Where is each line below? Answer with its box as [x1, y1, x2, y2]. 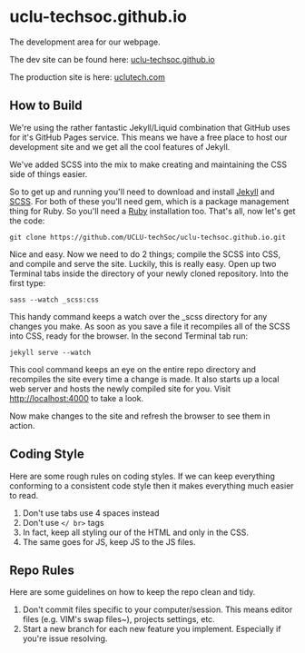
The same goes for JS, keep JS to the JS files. [22, 536, 196, 547]
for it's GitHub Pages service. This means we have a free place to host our [9, 132, 288, 143]
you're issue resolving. [22, 633, 108, 644]
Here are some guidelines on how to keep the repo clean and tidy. [9, 587, 256, 598]
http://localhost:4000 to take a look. [9, 392, 143, 403]
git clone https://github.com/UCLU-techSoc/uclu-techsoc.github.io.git [9, 233, 286, 242]
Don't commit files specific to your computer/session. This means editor [22, 604, 293, 615]
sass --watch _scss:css [9, 295, 100, 304]
